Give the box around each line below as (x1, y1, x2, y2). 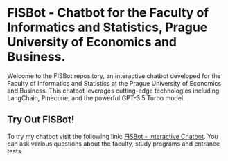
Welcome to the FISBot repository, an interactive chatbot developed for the (7, 71, 221, 80)
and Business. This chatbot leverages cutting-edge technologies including (7, 86, 220, 95)
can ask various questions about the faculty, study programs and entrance (7, 140, 220, 148)
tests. (7, 146, 23, 155)
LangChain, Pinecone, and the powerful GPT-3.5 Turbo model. (7, 93, 185, 102)
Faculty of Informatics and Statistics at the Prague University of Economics (7, 79, 222, 87)
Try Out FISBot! (7, 114, 75, 126)
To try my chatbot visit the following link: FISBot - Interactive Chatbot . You (7, 132, 218, 140)
